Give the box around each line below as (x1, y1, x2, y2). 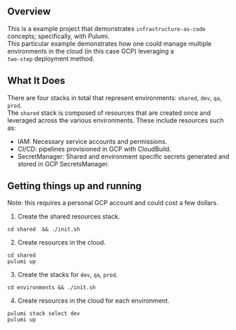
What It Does (7, 75, 66, 87)
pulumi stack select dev (7, 310, 80, 317)
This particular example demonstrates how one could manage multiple (7, 39, 212, 48)
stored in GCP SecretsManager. (17, 159, 109, 168)
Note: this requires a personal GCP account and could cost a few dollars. (7, 199, 218, 207)
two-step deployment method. (7, 54, 95, 63)
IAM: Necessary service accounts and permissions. (17, 137, 168, 145)
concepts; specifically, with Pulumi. (7, 32, 110, 40)
